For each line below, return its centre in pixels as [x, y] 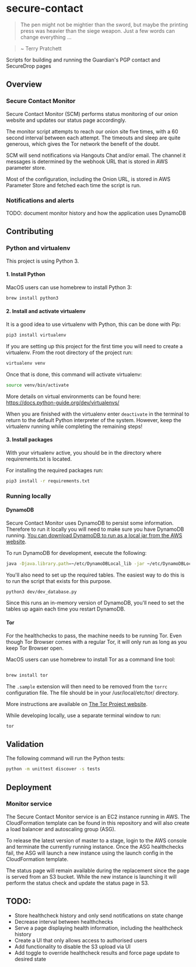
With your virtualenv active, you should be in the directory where [84, 452]
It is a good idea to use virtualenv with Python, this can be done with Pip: [93, 324]
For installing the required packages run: [55, 470]
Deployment [29, 787]
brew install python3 [32, 298]
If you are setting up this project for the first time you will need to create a [94, 346]
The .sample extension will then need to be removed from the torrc [87, 686]
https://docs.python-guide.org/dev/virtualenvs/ [63, 402]
